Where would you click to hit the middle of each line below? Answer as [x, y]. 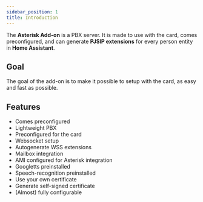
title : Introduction [32, 18]
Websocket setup [37, 141]
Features [23, 107]
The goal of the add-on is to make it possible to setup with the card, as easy [101, 81]
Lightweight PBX [36, 128]
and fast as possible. [32, 88]
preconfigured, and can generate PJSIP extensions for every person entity [100, 41]
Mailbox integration [39, 154]
